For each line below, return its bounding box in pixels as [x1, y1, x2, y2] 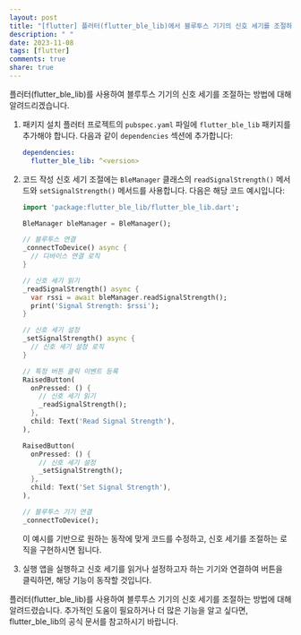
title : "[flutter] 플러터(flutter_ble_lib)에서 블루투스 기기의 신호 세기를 [9, 21, 271, 30]
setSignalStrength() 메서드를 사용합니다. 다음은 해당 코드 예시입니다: [39, 184, 285, 195]
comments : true [9, 55, 66, 64]
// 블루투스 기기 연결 [21, 507, 92, 516]
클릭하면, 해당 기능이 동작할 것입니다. [21, 574, 152, 585]
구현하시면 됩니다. [39, 544, 102, 555]
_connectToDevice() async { [21, 244, 127, 253]
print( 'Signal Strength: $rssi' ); [30, 301, 159, 310]
